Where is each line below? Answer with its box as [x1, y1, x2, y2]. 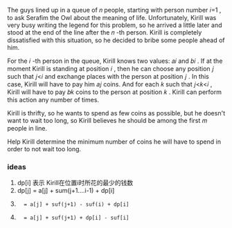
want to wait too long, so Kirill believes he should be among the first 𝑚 [7, 117, 208, 124]
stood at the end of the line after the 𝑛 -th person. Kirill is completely [7, 28, 202, 37]
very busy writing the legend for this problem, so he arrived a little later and [7, 21, 222, 29]
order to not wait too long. [7, 145, 82, 153]
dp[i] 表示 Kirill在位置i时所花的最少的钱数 [17, 179, 134, 187]
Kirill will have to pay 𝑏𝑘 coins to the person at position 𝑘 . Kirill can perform [7, 88, 222, 96]
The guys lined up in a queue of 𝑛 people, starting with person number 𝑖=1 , [7, 6, 222, 14]
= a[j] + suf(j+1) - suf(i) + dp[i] [24, 201, 130, 208]
